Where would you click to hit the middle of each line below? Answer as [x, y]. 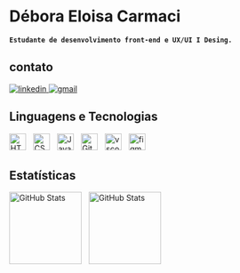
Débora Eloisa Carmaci [95, 16]
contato [31, 67]
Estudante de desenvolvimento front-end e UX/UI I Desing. [121, 40]
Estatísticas [43, 175]
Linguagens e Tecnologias [84, 117]
